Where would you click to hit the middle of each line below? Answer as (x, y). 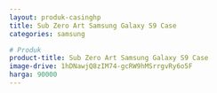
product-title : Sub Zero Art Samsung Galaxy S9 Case (109, 58)
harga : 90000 (33, 75)
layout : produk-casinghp (55, 17)
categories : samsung (48, 34)
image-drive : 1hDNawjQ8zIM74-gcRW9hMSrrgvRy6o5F (101, 66)
